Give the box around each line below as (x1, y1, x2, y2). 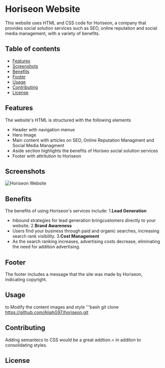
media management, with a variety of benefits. (5, 30, 100, 36)
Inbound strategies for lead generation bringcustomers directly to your (12, 217, 156, 223)
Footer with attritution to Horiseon (12, 153, 82, 159)
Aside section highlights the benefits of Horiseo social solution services (12, 148, 158, 154)
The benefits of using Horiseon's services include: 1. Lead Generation (5, 208, 147, 214)
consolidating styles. (5, 342, 47, 348)
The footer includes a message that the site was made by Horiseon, (5, 271, 143, 277)
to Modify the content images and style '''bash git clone (5, 304, 119, 310)
